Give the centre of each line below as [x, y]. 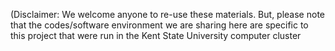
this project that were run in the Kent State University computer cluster [156, 35]
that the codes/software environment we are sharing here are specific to [159, 25]
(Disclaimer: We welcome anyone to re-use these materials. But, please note [167, 14]
